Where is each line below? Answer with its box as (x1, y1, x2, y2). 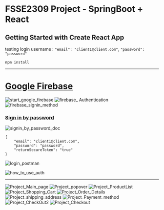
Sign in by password (5, 114, 55, 121)
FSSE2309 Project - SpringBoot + (5, 3, 143, 15)
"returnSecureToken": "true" (14, 147, 73, 152)
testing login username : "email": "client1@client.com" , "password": (5, 46, 145, 52)
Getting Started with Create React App (5, 33, 124, 42)
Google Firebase (5, 81, 73, 92)
